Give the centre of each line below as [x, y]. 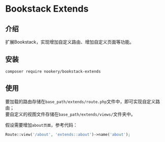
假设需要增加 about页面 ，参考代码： [41, 125]
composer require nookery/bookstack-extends [53, 72]
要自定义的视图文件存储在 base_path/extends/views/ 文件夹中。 [70, 114]
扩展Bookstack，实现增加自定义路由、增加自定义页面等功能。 [70, 42]
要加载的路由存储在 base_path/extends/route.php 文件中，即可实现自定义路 [83, 101]
